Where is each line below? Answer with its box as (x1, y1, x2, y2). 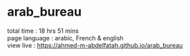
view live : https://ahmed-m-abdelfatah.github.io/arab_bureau (7, 41, 183, 49)
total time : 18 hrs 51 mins (7, 27, 79, 35)
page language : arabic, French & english (7, 33, 124, 42)
